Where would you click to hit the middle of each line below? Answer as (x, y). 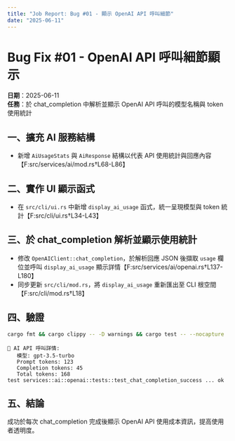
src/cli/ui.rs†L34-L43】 (69, 216)
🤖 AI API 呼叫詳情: (34, 348)
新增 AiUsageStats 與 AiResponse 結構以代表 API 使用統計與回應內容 (114, 156)
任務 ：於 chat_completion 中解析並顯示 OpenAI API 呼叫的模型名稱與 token (115, 104)
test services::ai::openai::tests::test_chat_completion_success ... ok (116, 380)
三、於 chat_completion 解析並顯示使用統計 (102, 240)
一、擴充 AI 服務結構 (51, 137)
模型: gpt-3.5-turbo (46, 355)
